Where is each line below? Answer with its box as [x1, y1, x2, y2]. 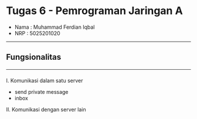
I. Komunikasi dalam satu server [6, 77, 83, 84]
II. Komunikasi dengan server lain [6, 106, 86, 113]
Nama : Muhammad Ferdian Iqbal [14, 23, 95, 30]
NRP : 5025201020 [14, 29, 60, 36]
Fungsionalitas [6, 52, 62, 62]
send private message [14, 89, 69, 96]
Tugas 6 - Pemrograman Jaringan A [6, 4, 183, 18]
